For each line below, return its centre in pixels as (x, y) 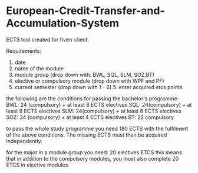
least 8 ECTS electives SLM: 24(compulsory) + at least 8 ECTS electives (94, 111)
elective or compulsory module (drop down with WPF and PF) (90, 81)
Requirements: (24, 50)
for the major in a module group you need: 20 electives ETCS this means (94, 152)
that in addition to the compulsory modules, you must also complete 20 (93, 158)
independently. (24, 141)
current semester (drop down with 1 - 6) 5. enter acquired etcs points (98, 87)
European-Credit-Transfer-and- (85, 11)
